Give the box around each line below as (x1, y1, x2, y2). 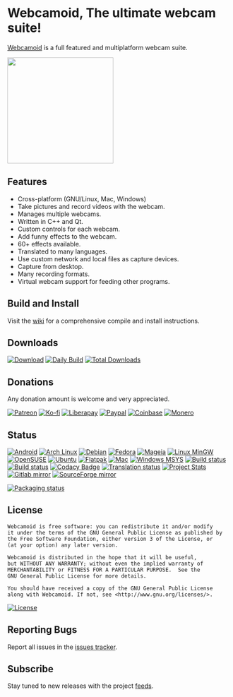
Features (7, 176, 47, 188)
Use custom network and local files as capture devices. (17, 254, 179, 263)
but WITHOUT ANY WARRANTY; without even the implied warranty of (7, 560, 203, 567)
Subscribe (7, 663, 54, 675)
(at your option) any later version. (7, 542, 119, 549)
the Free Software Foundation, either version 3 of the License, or (7, 535, 213, 542)
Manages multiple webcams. (17, 210, 102, 218)
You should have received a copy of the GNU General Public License (7, 585, 213, 592)
